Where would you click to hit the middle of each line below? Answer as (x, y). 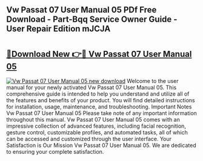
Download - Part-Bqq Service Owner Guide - (92, 20)
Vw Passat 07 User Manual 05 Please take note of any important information (101, 113)
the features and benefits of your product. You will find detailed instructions (101, 100)
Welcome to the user (153, 81)
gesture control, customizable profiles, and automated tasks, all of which (97, 132)
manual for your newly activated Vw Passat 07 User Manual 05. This (92, 87)
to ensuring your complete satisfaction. (55, 152)
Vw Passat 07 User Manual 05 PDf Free (82, 10)
